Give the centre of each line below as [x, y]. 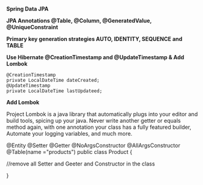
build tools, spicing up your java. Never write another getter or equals [94, 121]
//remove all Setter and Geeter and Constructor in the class [81, 164]
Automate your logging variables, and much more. [69, 133]
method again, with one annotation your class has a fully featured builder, [99, 127]
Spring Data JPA [28, 9]
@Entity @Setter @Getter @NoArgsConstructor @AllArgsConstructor [93, 145]
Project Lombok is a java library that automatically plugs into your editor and [102, 114]
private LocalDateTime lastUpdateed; [54, 91]
